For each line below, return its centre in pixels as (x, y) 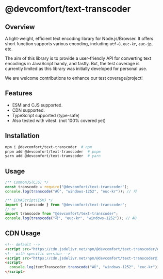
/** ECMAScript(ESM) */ (29, 200)
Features (19, 93)
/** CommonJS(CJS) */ (27, 183)
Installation (22, 136)
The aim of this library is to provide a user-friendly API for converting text (78, 58)
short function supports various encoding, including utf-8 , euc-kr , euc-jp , (79, 44)
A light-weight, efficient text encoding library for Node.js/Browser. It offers (79, 38)
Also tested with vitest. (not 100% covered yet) (59, 121)
